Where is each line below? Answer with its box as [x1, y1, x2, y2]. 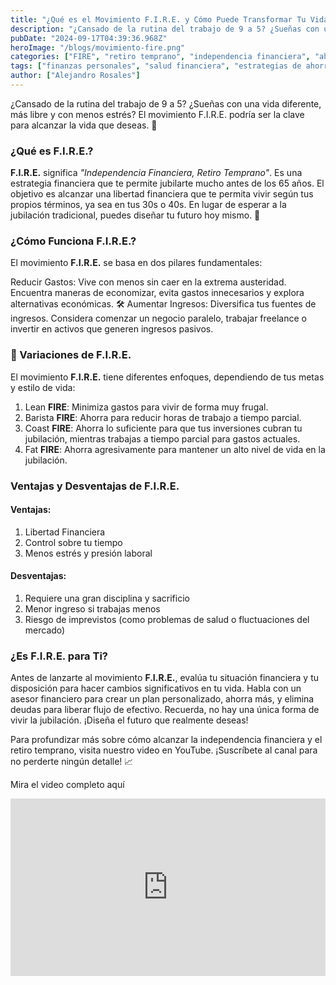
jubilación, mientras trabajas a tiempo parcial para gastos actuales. [24, 432, 301, 445]
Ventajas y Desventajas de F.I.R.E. [10, 479, 180, 493]
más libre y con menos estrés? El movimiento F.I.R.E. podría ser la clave [10, 108, 305, 120]
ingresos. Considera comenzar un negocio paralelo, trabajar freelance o [10, 312, 307, 325]
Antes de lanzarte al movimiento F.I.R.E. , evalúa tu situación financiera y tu [10, 672, 320, 684]
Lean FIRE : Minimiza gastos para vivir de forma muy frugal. [24, 401, 269, 413]
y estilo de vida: [10, 381, 76, 393]
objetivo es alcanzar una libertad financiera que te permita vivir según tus [10, 188, 314, 200]
